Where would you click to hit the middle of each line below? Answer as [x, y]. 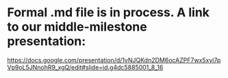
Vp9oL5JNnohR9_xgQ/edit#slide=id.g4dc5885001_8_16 [85, 67]
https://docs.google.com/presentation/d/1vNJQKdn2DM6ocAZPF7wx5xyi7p [114, 60]
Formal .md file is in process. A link [109, 13]
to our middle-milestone [77, 27]
